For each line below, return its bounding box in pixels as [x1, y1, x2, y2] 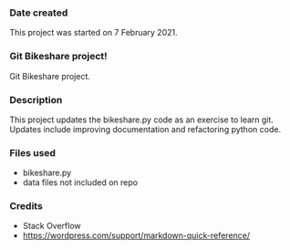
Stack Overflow [22, 221, 82, 232]
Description [9, 93, 63, 106]
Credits [9, 200, 43, 213]
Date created [9, 6, 68, 19]
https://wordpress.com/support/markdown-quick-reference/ [22, 230, 251, 241]
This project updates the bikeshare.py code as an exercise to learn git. [9, 114, 274, 125]
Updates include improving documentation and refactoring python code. [9, 123, 281, 134]
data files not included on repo [22, 177, 139, 188]
